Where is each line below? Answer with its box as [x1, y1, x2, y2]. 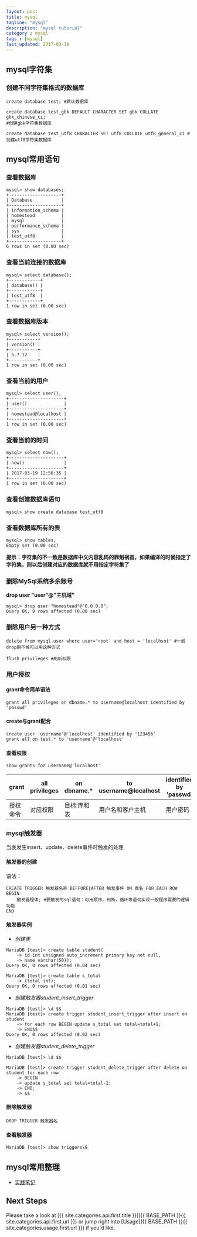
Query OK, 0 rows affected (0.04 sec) [6, 962, 101, 968]
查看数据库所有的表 [6, 524, 60, 532]
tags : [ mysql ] [6, 36, 43, 42]
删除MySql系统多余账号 [6, 577, 73, 585]
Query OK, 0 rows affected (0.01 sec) [6, 983, 101, 989]
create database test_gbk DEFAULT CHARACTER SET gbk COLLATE [6, 109, 159, 115]
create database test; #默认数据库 [6, 98, 89, 105]
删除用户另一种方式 [6, 623, 60, 631]
